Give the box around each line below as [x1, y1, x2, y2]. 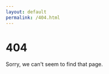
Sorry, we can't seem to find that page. [5, 61, 104, 68]
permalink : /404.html [5, 15, 61, 21]
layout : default [5, 8, 47, 15]
